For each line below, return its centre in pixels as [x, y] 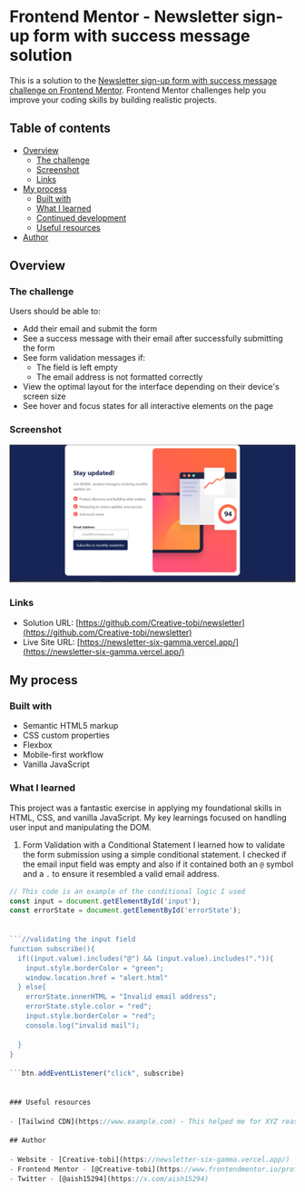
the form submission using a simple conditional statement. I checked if [154, 854]
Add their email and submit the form [90, 329]
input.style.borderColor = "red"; [91, 1016]
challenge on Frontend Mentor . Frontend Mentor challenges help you [138, 90]
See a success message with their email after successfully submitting [152, 339]
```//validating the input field [73, 939]
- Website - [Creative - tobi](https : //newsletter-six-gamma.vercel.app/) [150, 1160]
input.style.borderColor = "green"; [95, 968]
